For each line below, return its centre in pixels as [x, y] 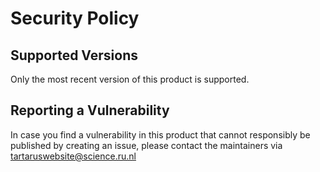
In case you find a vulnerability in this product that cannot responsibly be [160, 134]
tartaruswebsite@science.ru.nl [73, 156]
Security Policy [75, 18]
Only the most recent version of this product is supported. [130, 79]
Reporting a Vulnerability [90, 110]
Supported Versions [74, 55]
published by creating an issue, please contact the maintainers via [146, 145]
